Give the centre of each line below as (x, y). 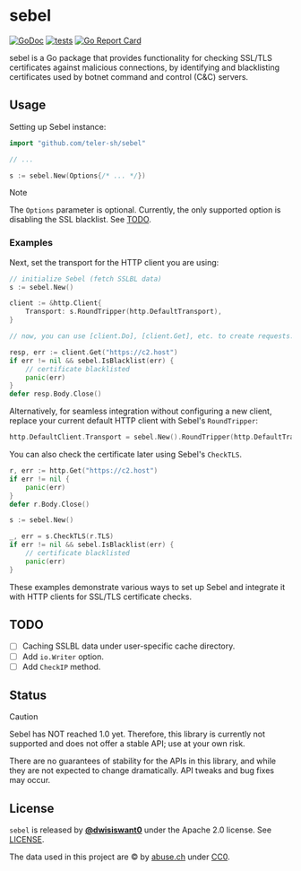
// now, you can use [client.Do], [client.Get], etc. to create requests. (152, 336)
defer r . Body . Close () (50, 504)
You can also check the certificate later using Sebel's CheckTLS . (126, 455)
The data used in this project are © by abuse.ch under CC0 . (120, 857)
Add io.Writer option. (63, 657)
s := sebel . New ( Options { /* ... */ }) (77, 176)
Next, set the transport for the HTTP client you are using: (114, 262)
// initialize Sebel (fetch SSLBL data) (86, 279)
